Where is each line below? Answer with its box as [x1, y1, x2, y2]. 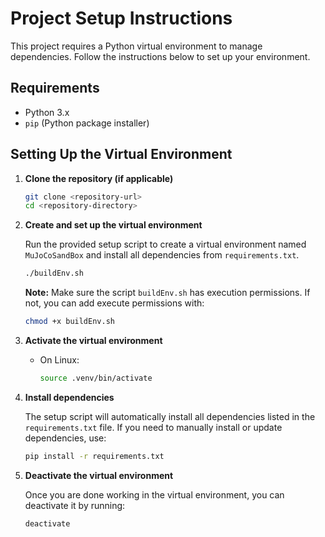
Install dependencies [24, 391, 115, 403]
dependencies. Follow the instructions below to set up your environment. [10, 50, 311, 62]
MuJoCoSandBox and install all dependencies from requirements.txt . [24, 249, 300, 261]
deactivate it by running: [24, 499, 126, 511]
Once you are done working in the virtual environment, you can [24, 488, 285, 501]
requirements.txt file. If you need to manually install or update [24, 421, 283, 433]
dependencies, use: [24, 432, 107, 444]
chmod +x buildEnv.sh [24, 317, 115, 327]
